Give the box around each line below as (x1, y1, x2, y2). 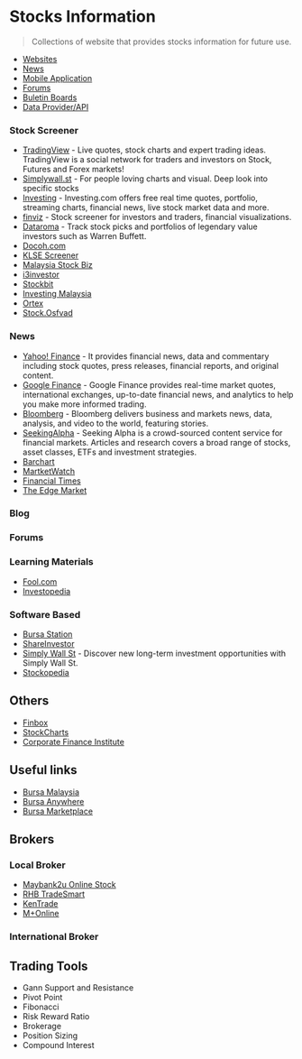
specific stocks (22, 183, 79, 194)
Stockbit (22, 279, 54, 290)
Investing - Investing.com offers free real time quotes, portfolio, (22, 192, 259, 204)
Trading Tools (9, 958, 88, 973)
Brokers (9, 832, 55, 847)
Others (9, 693, 50, 709)
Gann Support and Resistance (22, 982, 134, 993)
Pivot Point (22, 992, 63, 1003)
